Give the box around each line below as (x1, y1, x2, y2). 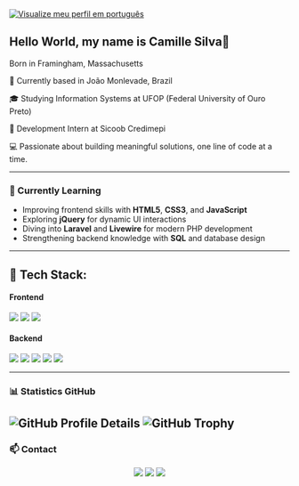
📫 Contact (9, 443, 57, 456)
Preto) (9, 106, 32, 117)
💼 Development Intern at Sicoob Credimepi (9, 123, 166, 134)
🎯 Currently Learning (9, 184, 101, 197)
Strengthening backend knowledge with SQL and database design (21, 233, 265, 244)
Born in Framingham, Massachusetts (9, 58, 144, 69)
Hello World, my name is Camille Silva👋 (9, 35, 230, 50)
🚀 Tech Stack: (9, 267, 87, 282)
